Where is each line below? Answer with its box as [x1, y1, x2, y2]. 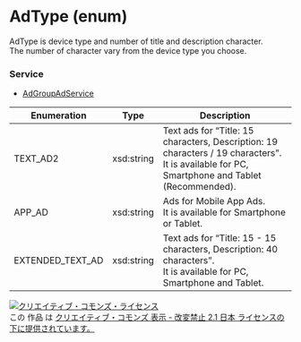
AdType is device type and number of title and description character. [9, 36, 263, 47]
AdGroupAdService [21, 88, 94, 99]
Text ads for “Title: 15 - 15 [162, 232, 277, 244]
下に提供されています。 [9, 323, 96, 334]
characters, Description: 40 [162, 244, 279, 256]
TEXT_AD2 [13, 152, 59, 165]
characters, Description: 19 [162, 136, 279, 149]
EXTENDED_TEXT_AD [13, 254, 104, 267]
